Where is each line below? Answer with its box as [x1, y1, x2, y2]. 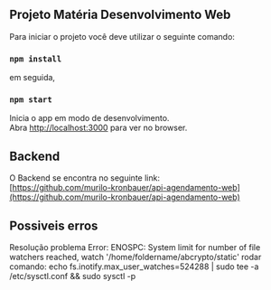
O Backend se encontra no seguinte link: [9, 173, 161, 183]
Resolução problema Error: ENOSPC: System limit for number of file [9, 242, 261, 253]
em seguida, [9, 72, 56, 83]
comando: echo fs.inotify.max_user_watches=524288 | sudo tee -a [9, 261, 259, 272]
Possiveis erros [9, 218, 98, 233]
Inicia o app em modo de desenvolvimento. [9, 113, 170, 124]
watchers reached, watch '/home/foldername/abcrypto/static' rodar [9, 252, 262, 263]
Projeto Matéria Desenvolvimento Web [9, 7, 231, 23]
